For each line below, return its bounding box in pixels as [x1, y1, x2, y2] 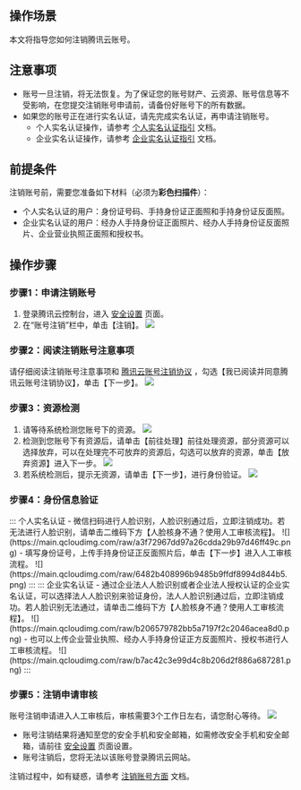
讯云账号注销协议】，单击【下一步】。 [9, 377, 143, 388]
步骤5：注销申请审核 [9, 688, 99, 700]
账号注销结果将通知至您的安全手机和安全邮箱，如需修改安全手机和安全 [21, 729, 282, 741]
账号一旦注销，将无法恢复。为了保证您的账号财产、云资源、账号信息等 [21, 88, 282, 99]
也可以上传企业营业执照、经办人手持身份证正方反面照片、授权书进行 [30, 634, 281, 645]
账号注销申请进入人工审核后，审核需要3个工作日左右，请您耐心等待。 [9, 710, 266, 721]
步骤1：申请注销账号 [9, 286, 97, 298]
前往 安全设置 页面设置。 [46, 741, 137, 751]
